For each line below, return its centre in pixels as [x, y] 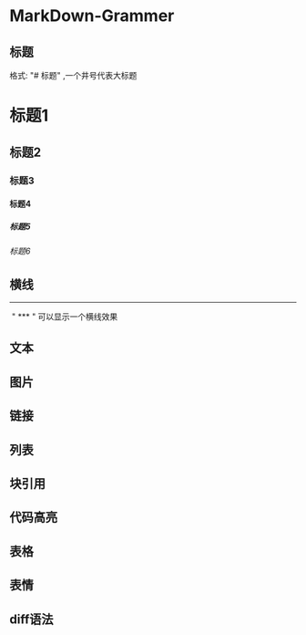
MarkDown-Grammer [92, 16]
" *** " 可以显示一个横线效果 [65, 317]
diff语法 [31, 619]
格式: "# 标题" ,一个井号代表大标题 [73, 75]
